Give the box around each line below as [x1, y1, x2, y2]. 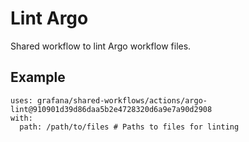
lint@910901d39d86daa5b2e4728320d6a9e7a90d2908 [10, 104, 213, 114]
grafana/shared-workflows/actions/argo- [36, 95, 208, 106]
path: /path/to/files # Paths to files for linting [19, 122, 240, 132]
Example [10, 69, 66, 86]
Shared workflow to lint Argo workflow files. [10, 40, 192, 52]
